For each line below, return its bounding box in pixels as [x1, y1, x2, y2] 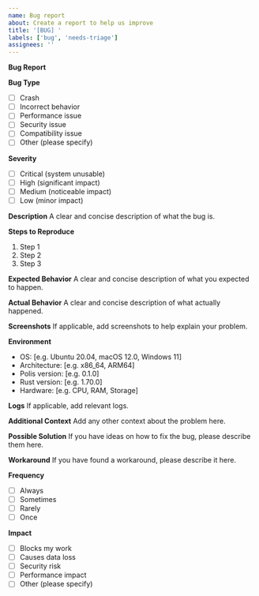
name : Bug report [8, 11, 66, 20]
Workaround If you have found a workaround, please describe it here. [8, 455, 237, 464]
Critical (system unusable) [19, 169, 105, 178]
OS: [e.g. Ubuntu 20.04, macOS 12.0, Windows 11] [19, 352, 182, 362]
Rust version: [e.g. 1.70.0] [19, 377, 103, 387]
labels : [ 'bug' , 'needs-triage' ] [8, 33, 118, 42]
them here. [8, 440, 43, 449]
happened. [8, 305, 43, 316]
